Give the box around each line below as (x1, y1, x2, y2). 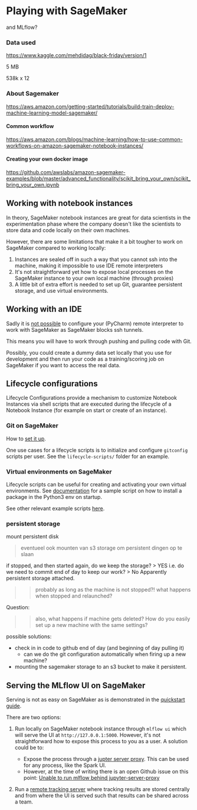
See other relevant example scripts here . (6, 505, 105, 512)
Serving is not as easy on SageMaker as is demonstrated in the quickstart (6, 696, 185, 703)
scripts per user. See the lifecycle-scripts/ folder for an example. (6, 453, 170, 460)
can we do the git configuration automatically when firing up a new (23, 651, 186, 658)
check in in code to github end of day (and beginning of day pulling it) (14, 645, 185, 652)
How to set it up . (6, 435, 46, 442)
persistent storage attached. (6, 574, 75, 582)
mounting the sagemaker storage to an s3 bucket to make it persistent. (14, 663, 187, 671)
